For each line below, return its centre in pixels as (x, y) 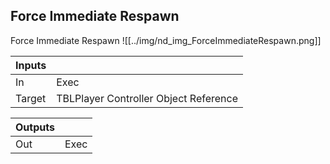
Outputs (35, 127)
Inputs (31, 65)
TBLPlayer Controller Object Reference (147, 98)
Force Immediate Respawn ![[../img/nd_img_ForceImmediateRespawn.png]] (166, 40)
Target (31, 98)
